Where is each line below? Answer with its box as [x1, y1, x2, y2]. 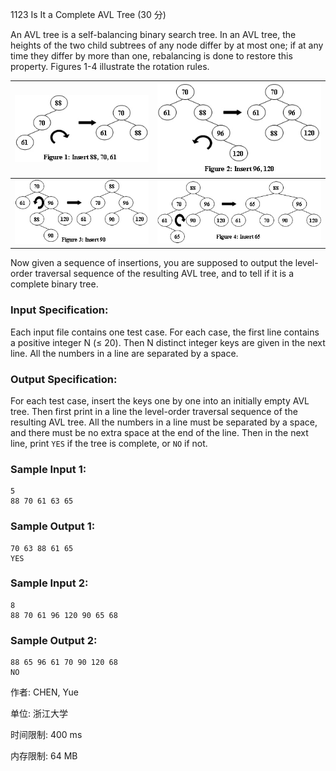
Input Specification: [10, 303, 109, 317]
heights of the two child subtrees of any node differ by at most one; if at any [10, 39, 324, 51]
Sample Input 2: [10, 576, 89, 590]
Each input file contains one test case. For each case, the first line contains [10, 326, 320, 338]
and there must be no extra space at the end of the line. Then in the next [10, 426, 309, 438]
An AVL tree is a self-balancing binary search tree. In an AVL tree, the [10, 29, 297, 40]
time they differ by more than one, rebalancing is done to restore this [10, 50, 293, 62]
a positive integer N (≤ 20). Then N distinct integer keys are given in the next [10, 336, 326, 348]
